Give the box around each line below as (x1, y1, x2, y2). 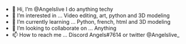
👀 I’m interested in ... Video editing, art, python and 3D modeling (11, 12, 170, 19)
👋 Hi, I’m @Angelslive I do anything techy (11, 6, 114, 12)
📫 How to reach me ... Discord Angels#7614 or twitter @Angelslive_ (11, 32, 180, 38)
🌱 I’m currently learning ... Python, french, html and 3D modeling (11, 18, 171, 25)
